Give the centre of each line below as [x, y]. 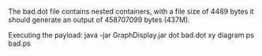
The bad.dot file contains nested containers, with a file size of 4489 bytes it [131, 11]
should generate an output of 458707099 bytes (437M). [99, 20]
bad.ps [20, 43]
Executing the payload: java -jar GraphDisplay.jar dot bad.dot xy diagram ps [131, 35]
